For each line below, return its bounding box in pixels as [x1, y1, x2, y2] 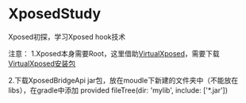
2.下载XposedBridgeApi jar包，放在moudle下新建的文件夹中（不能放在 [8, 75, 239, 85]
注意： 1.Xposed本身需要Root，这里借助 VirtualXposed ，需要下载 [8, 48, 220, 58]
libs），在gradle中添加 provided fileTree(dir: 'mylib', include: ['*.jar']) [8, 85, 229, 95]
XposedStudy [8, 5, 102, 23]
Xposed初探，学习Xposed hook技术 [8, 32, 125, 41]
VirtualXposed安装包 [8, 59, 76, 68]
